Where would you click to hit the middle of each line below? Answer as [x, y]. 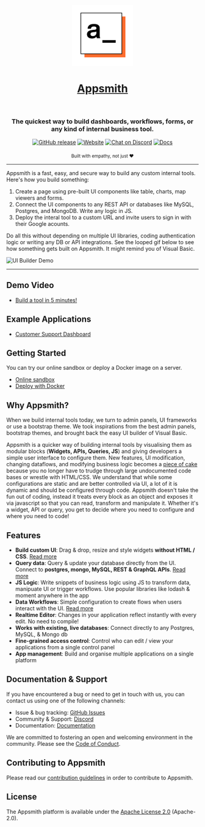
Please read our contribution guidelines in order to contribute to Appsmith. [100, 778]
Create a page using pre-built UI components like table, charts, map [100, 192]
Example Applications [49, 320]
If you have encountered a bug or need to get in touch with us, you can [95, 694]
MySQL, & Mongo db [41, 634]
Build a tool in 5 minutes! [46, 300]
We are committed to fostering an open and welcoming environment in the [100, 737]
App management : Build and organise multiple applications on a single [104, 654]
